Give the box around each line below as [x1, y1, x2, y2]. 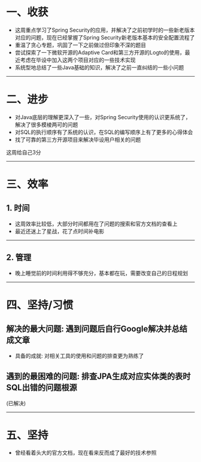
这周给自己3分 [6, 148, 41, 156]
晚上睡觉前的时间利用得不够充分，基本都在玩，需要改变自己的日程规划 [14, 269, 188, 276]
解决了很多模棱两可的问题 [14, 121, 78, 128]
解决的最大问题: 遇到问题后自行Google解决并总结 [6, 324, 187, 334]
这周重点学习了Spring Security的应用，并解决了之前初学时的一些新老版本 [14, 26, 195, 34]
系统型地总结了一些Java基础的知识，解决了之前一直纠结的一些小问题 [14, 63, 184, 71]
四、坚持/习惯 [6, 298, 74, 312]
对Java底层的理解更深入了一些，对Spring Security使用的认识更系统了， [14, 113, 191, 120]
